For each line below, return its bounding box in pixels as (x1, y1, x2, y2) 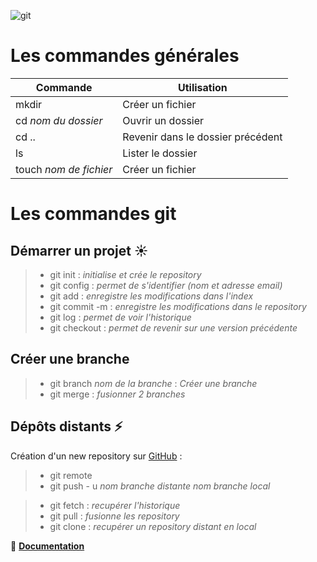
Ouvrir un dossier (122, 113, 205, 127)
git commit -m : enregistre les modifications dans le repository (49, 300, 307, 312)
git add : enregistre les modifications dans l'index (49, 290, 254, 302)
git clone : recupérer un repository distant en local (49, 520, 257, 532)
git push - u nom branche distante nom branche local (49, 480, 271, 492)
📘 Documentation (10, 540, 85, 552)
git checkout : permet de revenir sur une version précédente (49, 321, 298, 334)
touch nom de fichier (15, 162, 113, 176)
